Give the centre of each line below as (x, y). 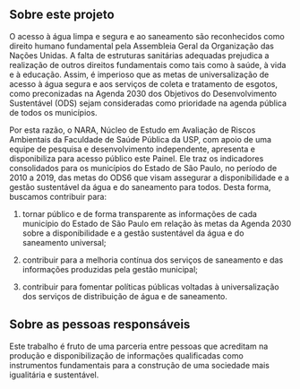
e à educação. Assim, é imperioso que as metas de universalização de (139, 74)
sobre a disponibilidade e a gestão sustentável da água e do (133, 233)
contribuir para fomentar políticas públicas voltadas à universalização (150, 287)
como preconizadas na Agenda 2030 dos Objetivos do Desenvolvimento (143, 93)
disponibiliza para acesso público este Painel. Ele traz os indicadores (137, 158)
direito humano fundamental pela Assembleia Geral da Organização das (142, 46)
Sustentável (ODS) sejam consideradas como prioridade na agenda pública (148, 103)
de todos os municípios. (53, 112)
